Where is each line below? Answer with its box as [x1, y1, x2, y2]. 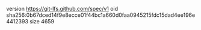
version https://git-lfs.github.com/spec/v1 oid [6, 5, 119, 12]
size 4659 [29, 18, 55, 25]
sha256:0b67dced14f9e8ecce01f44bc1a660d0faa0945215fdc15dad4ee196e [6, 11, 196, 19]
